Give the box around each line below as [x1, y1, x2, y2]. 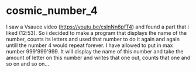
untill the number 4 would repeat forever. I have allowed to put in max [6, 42, 173, 49]
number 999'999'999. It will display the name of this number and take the [6, 48, 184, 55]
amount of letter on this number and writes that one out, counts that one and [6, 54, 191, 61]
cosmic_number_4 [6, 4, 98, 17]
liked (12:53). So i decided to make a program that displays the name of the [6, 29, 187, 36]
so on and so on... [6, 60, 50, 67]
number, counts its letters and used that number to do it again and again [6, 35, 180, 42]
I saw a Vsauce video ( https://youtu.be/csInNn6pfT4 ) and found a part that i [6, 23, 189, 30]
